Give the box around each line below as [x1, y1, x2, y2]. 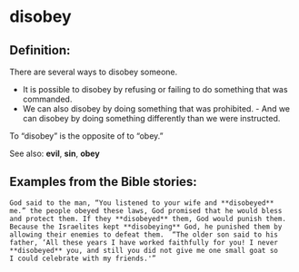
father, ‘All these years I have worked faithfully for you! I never [9, 238, 279, 247]
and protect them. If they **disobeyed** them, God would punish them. [9, 214, 286, 223]
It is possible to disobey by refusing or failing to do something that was [22, 84, 288, 94]
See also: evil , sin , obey [9, 148, 100, 159]
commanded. [22, 93, 73, 104]
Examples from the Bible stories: [9, 174, 197, 189]
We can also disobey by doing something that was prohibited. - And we [22, 103, 291, 114]
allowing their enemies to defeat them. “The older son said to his [9, 229, 279, 239]
